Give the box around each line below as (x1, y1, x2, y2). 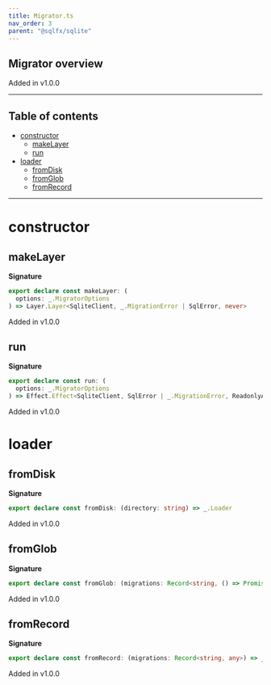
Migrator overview (8, 57, 103, 70)
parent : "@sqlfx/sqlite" (8, 27, 92, 35)
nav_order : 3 (8, 19, 52, 27)
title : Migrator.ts (8, 11, 74, 20)
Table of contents (8, 109, 98, 123)
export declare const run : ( (8, 377, 106, 385)
